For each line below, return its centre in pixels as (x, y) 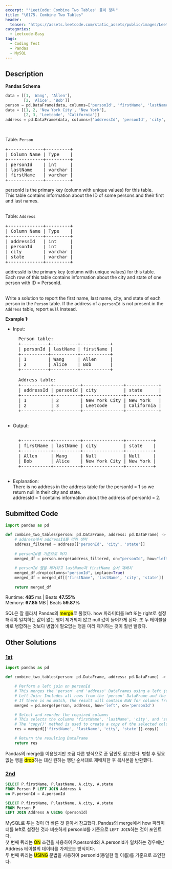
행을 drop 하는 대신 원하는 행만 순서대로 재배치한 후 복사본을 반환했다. (84, 760)
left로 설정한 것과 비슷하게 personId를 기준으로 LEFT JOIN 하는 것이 (81, 829)
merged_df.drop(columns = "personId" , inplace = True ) (70, 573)
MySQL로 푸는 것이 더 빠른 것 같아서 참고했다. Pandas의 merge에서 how (78, 823)
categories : (18, 29)
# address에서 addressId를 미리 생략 (51, 540)
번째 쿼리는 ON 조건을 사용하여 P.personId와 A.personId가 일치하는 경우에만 (87, 842)
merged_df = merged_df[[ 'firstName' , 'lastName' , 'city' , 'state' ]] (89, 578)
